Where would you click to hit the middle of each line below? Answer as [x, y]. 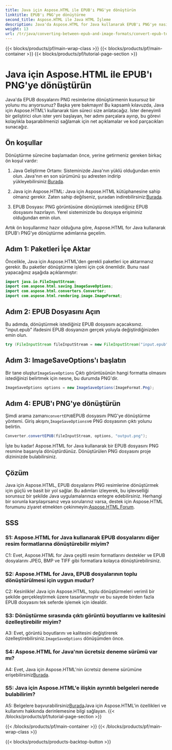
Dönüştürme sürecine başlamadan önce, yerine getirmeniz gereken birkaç [84, 155]
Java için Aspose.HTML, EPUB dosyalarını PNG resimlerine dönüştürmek [82, 485]
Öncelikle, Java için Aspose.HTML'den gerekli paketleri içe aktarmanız [79, 261]
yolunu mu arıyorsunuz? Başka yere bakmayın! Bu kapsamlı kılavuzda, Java [85, 105]
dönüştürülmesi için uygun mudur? [50, 580]
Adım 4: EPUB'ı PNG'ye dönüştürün [63, 403]
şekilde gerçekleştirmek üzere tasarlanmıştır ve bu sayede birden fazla [80, 596]
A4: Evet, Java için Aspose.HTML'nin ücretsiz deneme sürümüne [74, 669]
